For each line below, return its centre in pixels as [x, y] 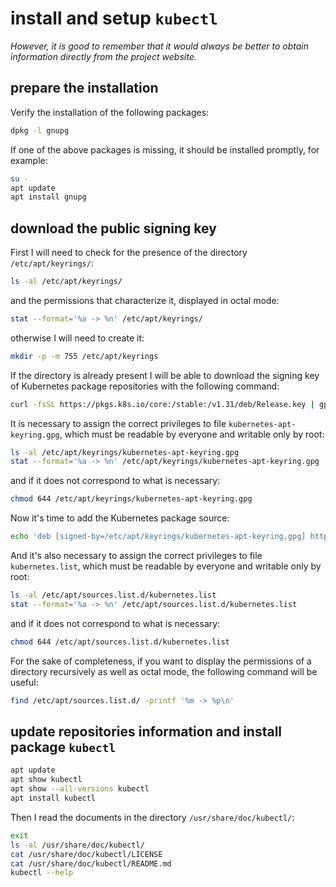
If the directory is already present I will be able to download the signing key [165, 375]
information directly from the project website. [103, 56]
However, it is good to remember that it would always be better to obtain [159, 46]
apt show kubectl [46, 780]
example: [29, 160]
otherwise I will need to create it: [77, 338]
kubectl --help [42, 873]
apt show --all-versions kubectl [80, 789]
